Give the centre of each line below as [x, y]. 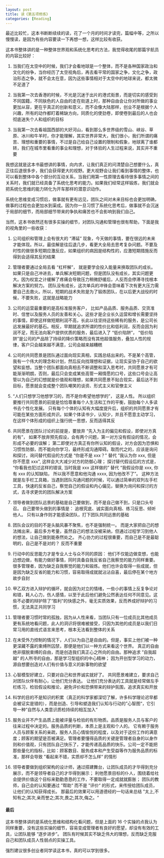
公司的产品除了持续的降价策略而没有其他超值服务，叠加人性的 [85, 339]
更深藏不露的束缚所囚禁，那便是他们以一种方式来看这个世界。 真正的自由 [86, 646]
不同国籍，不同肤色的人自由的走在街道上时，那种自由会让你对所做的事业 [85, 101]
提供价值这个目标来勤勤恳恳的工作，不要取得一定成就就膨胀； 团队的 [86, 779]
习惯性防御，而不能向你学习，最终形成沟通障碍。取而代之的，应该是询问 [85, 449]
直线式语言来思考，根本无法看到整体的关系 [72, 630]
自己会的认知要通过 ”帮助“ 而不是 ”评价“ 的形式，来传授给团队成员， [89, 786]
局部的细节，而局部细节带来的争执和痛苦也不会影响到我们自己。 [73, 212]
